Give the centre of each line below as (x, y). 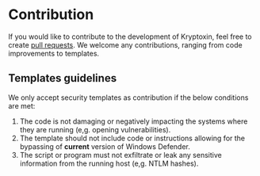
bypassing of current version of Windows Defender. (105, 146)
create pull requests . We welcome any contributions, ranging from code (126, 44)
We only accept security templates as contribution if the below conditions (128, 98)
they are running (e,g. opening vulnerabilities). (95, 129)
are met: (22, 105)
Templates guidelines (63, 78)
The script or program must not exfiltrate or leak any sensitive (120, 155)
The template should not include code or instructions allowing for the (132, 138)
